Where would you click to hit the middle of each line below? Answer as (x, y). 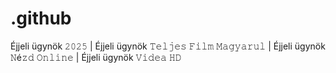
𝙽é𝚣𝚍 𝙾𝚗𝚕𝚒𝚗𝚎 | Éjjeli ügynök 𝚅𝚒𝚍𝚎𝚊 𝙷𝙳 (96, 57)
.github (41, 18)
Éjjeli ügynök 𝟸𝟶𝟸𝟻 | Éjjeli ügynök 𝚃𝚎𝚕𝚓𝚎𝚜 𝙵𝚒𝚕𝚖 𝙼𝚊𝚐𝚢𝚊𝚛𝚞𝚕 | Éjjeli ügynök (168, 46)
